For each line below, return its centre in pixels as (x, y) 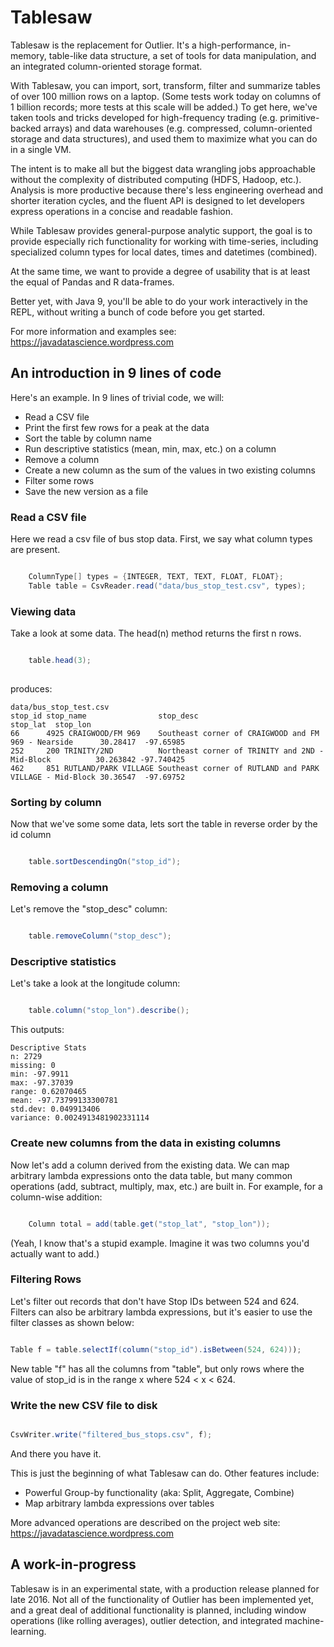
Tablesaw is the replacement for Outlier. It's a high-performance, (144, 45)
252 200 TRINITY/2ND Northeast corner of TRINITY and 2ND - (167, 751)
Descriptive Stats (48, 1048)
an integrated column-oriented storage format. (106, 66)
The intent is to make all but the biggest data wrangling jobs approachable (163, 168)
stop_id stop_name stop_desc (104, 716)
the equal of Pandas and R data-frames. (92, 282)
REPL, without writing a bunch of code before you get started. (137, 312)
